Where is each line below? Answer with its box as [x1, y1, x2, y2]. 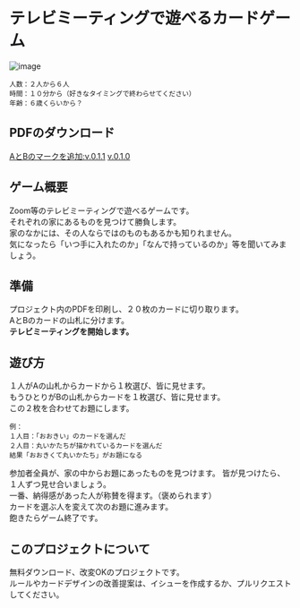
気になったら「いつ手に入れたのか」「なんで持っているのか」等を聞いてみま [9, 238, 287, 249]
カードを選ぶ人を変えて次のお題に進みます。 [9, 501, 173, 512]
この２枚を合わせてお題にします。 [9, 403, 134, 414]
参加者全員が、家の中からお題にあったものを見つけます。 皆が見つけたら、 [9, 467, 286, 479]
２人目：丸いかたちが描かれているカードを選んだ [9, 441, 163, 450]
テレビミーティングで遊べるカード [9, 8, 260, 29]
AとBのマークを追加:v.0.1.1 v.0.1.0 [9, 150, 131, 161]
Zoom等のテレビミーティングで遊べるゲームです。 [9, 205, 194, 216]
